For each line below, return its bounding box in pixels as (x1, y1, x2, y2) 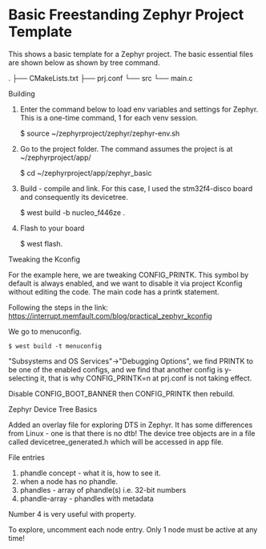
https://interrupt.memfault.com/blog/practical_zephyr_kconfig (8, 311, 212, 320)
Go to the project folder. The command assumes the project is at (19, 144, 233, 153)
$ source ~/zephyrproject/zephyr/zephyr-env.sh (19, 128, 180, 138)
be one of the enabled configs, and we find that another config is (8, 364, 223, 374)
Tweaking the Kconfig (8, 254, 81, 264)
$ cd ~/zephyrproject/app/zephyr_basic (19, 168, 152, 177)
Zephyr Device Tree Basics (8, 404, 98, 414)
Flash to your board (19, 223, 85, 233)
